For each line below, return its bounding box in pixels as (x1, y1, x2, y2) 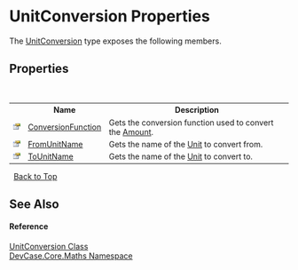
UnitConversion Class (9, 242, 89, 252)
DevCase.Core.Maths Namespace (9, 250, 133, 261)
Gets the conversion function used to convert (108, 117, 274, 128)
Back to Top (12, 171, 58, 181)
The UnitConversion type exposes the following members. (9, 36, 222, 46)
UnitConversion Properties (9, 6, 210, 27)
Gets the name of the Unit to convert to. (108, 151, 253, 162)
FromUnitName (27, 139, 83, 149)
